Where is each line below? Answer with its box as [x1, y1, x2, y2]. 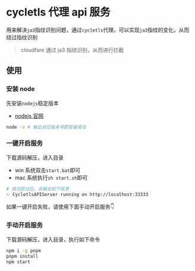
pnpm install [6, 253, 39, 259]
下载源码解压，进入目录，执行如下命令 [6, 236, 100, 243]
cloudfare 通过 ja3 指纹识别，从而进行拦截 [20, 46, 124, 54]
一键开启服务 [6, 139, 43, 148]
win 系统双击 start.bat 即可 [14, 166, 81, 173]
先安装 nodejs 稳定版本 [6, 99, 59, 107]
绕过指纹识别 [6, 33, 37, 41]
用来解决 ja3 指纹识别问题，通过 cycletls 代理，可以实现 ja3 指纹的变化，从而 [6, 26, 190, 33]
